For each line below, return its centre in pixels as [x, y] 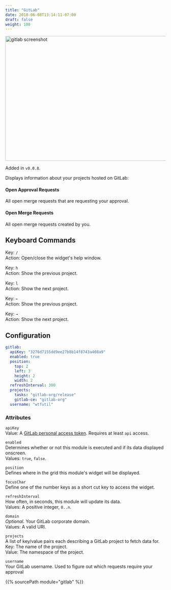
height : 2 [25, 376]
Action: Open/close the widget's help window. [53, 258]
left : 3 [22, 371]
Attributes [18, 418]
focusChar [16, 482]
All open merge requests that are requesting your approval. [67, 201]
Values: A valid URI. [26, 527]
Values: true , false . [26, 458]
